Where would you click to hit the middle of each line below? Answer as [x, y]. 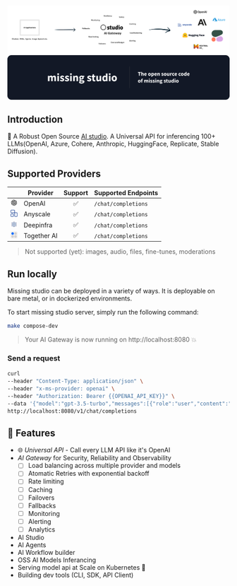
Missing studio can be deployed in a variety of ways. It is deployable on [111, 291]
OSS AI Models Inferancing [57, 560]
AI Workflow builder [46, 552]
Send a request [34, 358]
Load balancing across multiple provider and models [104, 466]
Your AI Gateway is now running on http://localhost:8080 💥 [111, 339]
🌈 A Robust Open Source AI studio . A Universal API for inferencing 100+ [111, 136]
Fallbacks [42, 505]
